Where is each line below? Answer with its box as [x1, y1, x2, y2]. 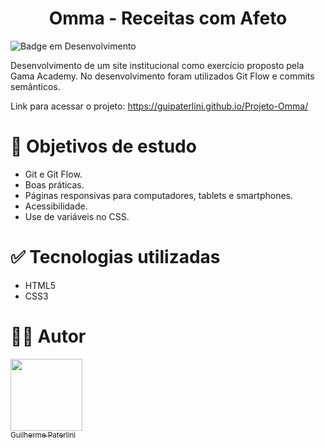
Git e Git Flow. [24, 168, 83, 180]
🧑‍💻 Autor [10, 325, 87, 347]
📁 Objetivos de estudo [10, 135, 197, 158]
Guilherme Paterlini [10, 430, 77, 440]
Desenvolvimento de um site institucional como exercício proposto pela [10, 59, 305, 71]
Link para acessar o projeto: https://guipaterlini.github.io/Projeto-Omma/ [10, 100, 309, 112]
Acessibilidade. [24, 200, 88, 212]
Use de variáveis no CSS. [24, 210, 130, 222]
